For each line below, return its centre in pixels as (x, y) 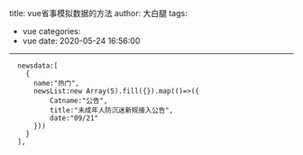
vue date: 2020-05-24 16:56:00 (81, 41)
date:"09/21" (74, 118)
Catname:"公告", (78, 101)
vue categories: (51, 31)
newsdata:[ (38, 66)
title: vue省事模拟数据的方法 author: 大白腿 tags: (98, 13)
